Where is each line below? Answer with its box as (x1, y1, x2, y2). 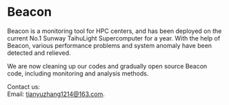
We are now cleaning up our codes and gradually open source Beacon (7, 62, 208, 70)
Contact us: (7, 82, 40, 91)
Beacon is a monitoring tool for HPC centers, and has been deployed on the (7, 27, 222, 35)
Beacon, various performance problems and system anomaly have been (7, 41, 212, 49)
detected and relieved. (7, 49, 71, 57)
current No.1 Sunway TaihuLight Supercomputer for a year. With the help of (7, 34, 221, 42)
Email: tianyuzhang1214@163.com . (7, 90, 106, 98)
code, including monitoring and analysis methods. (7, 69, 149, 78)
